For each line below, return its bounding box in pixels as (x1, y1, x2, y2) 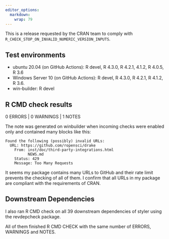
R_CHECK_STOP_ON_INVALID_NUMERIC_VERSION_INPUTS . (5, 36, 111, 42)
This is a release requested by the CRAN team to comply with (5, 31, 133, 37)
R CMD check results (5, 100, 73, 109)
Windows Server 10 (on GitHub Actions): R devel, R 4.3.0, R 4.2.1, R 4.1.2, (12, 75, 163, 81)
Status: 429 (14, 156, 39, 161)
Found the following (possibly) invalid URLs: (5, 138, 105, 144)
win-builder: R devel (12, 85, 54, 91)
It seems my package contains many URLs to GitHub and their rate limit (5, 170, 153, 175)
